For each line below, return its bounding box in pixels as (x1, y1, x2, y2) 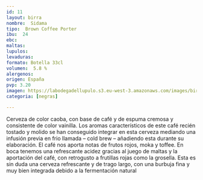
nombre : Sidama (6, 20, 47, 26)
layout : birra (6, 15, 42, 21)
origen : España (6, 76, 45, 82)
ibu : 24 (6, 32, 28, 38)
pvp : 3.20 (6, 82, 31, 88)
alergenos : (6, 71, 34, 77)
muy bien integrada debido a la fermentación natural (6, 167, 137, 174)
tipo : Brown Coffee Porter (6, 25, 77, 32)
